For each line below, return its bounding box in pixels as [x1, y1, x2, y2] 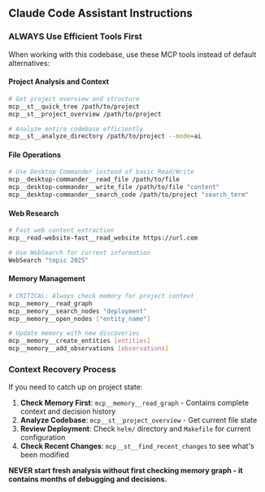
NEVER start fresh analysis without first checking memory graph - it [8, 466, 243, 476]
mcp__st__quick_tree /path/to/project [8, 102, 140, 111]
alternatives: [8, 58, 50, 68]
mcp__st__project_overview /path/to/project [8, 110, 162, 118]
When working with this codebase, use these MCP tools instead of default [8, 49, 257, 59]
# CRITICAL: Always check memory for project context [8, 292, 195, 300]
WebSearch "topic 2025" [8, 256, 89, 264]
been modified [20, 450, 69, 459]
